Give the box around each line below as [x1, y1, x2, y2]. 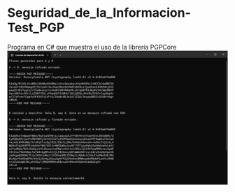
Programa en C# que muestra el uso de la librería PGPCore [7, 43, 177, 51]
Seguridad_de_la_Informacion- [7, 5, 191, 21]
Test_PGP [7, 20, 65, 36]
